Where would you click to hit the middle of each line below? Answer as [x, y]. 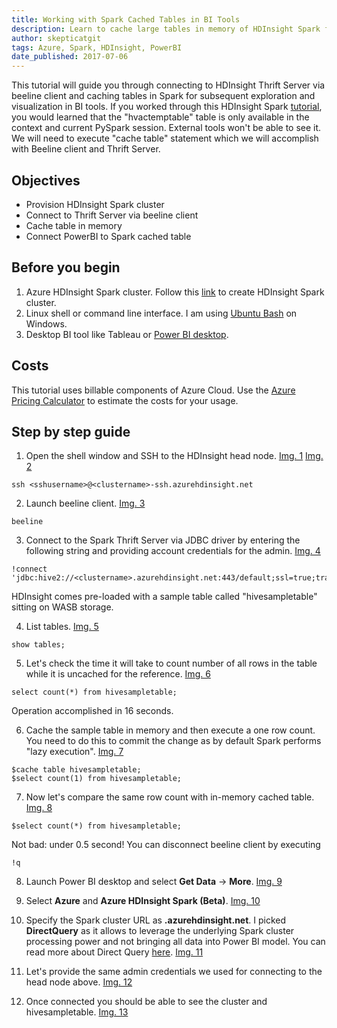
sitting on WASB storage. [62, 607]
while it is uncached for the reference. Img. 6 [118, 674]
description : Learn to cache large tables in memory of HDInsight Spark [166, 29]
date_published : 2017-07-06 [70, 57]
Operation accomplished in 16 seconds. [92, 711]
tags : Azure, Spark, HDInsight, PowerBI [97, 47]
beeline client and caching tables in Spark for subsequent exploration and [163, 96]
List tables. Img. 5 [62, 627]
